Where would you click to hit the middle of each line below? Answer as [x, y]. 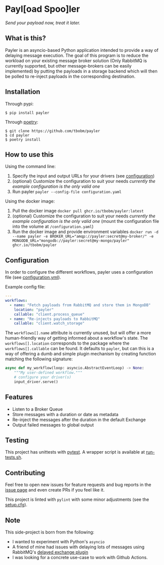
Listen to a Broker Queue [37, 409]
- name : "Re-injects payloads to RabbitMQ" [55, 319]
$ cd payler [17, 135]
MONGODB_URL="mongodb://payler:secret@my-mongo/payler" [71, 241]
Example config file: [25, 287]
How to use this [30, 155]
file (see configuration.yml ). [33, 278]
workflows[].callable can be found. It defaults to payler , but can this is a [80, 349]
